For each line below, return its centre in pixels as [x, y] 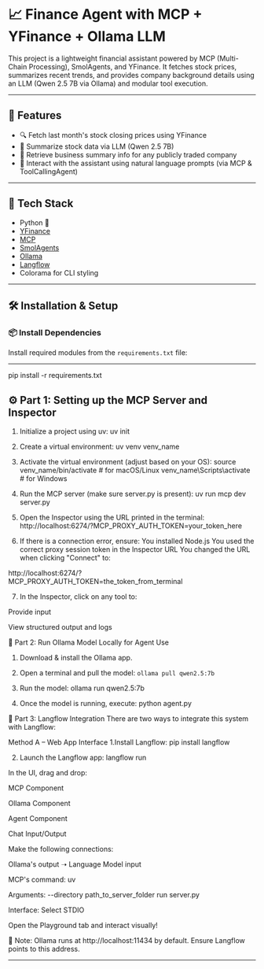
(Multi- [228, 58]
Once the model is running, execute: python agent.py [106, 704]
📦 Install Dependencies [55, 332]
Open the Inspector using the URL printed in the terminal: [112, 518]
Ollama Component [39, 804]
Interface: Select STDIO [46, 910]
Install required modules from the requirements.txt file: [98, 353]
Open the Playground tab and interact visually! [83, 926]
